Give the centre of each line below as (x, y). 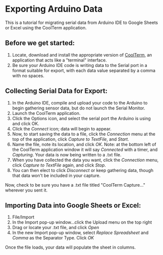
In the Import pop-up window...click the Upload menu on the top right (82, 222)
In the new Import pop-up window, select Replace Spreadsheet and (80, 233)
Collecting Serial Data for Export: (56, 91)
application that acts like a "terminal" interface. (59, 60)
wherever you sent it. (26, 190)
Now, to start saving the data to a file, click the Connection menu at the (84, 134)
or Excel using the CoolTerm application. (46, 27)
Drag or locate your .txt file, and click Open (56, 228)
